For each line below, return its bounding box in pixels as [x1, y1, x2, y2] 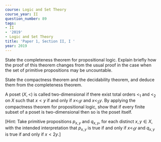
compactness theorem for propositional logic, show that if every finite [5, 104, 145, 110]
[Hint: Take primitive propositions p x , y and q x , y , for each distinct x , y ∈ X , [5, 119, 153, 126]
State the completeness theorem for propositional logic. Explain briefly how [5, 57, 157, 62]
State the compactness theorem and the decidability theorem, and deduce [5, 77, 155, 82]
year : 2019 [5, 43, 27, 48]
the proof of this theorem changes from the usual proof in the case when [5, 62, 152, 68]
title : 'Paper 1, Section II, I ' [5, 39, 76, 44]
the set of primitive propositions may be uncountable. [5, 67, 113, 73]
